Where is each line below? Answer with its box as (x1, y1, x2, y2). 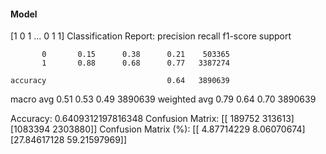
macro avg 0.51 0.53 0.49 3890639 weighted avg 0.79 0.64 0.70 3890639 (10, 93, 317, 105)
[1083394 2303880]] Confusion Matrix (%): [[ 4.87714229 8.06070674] (10, 123, 306, 135)
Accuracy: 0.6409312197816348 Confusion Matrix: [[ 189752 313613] (10, 113, 295, 125)
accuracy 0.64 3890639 (10, 76, 230, 86)
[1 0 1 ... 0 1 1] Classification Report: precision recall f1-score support (10, 30, 292, 42)
